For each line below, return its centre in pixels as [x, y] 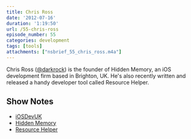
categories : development [38, 40]
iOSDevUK [28, 116]
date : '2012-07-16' [31, 18]
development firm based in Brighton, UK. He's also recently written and [96, 76]
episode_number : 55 [31, 35]
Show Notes [30, 102]
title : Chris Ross [30, 12]
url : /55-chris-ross [33, 29]
